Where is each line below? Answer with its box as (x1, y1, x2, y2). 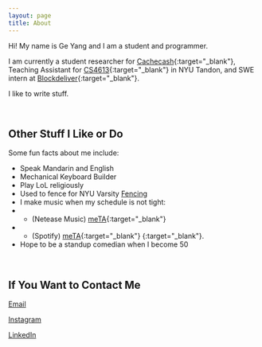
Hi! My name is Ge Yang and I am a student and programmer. (8, 41, 209, 50)
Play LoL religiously (19, 181, 84, 190)
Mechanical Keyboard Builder (19, 172, 117, 181)
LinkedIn (8, 330, 37, 340)
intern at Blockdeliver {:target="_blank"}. (8, 73, 140, 83)
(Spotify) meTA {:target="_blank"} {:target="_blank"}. (31, 232, 205, 241)
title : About (8, 19, 52, 27)
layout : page (8, 11, 52, 20)
